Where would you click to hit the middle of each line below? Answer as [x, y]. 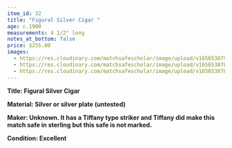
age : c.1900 [24, 26]
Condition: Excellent [37, 138]
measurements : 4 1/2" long [46, 33]
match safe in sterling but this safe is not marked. [80, 125]
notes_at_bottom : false [41, 39]
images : [18, 52]
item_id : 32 [24, 13]
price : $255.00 [29, 45]
